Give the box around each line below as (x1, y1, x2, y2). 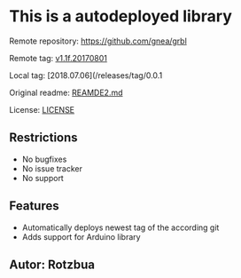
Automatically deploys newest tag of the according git (21, 222, 220, 233)
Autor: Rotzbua (9, 257, 96, 272)
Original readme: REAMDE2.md (9, 87, 123, 98)
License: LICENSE (9, 104, 75, 115)
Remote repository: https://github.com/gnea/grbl (9, 36, 188, 46)
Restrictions (9, 131, 78, 146)
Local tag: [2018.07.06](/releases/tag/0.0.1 (9, 69, 163, 81)
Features (9, 198, 59, 214)
